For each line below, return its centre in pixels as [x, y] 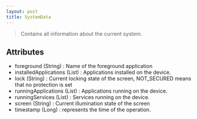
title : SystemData [29, 17]
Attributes [25, 52]
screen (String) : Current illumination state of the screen [82, 104]
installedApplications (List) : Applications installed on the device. [93, 72]
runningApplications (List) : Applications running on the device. [91, 91]
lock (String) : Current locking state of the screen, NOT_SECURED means [103, 79]
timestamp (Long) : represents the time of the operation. [83, 110]
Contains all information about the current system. [81, 33]
